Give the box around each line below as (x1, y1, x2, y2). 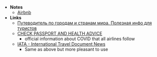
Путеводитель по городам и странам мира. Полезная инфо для (17, 20, 152, 26)
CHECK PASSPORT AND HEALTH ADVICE (17, 31, 103, 36)
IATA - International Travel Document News (17, 41, 105, 47)
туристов (17, 25, 37, 31)
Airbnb (17, 9, 31, 15)
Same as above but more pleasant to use (24, 47, 108, 52)
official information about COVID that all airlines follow (24, 36, 135, 42)
